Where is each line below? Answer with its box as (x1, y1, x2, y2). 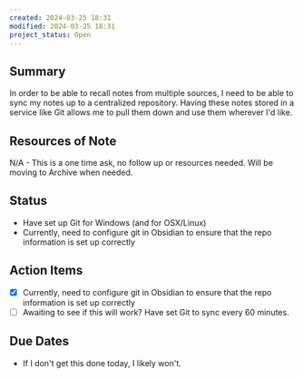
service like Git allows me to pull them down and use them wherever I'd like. (9, 107, 293, 118)
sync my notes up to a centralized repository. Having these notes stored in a (9, 97, 295, 109)
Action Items (9, 263, 83, 278)
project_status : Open (9, 30, 92, 39)
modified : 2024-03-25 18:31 (9, 22, 116, 31)
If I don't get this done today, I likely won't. (22, 357, 181, 368)
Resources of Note (9, 133, 117, 149)
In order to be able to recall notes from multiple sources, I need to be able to (9, 88, 294, 99)
